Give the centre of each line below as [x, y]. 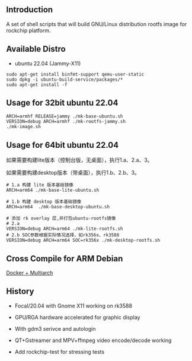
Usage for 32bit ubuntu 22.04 [62, 103]
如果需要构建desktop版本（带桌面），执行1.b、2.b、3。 [73, 173]
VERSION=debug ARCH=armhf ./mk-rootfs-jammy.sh [66, 122]
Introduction [30, 10]
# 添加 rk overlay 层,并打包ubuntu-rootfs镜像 [61, 218]
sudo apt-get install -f [37, 85]
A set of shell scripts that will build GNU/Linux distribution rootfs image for [97, 24]
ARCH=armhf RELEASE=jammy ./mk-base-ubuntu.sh [65, 116]
